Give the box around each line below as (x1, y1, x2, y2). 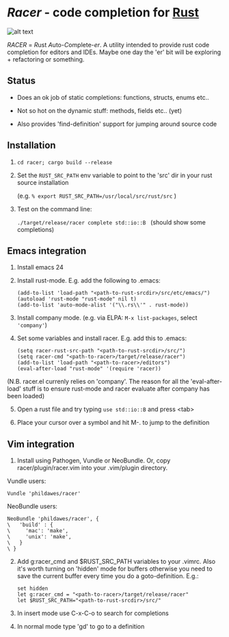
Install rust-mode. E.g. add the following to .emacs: (16, 276, 161, 285)
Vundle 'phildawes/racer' (7, 491, 81, 497)
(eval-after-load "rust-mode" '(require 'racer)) (16, 365, 162, 372)
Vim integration (7, 438, 75, 450)
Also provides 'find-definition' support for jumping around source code (16, 120, 217, 128)
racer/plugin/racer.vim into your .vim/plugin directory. (16, 464, 168, 472)
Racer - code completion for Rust (7, 5, 200, 21)
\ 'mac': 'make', (7, 528, 69, 534)
